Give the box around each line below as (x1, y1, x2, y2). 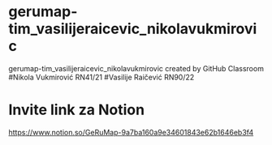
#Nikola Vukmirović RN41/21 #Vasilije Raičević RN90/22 (8, 72, 195, 82)
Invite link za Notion (8, 100, 145, 119)
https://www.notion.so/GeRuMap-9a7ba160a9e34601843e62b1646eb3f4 (8, 127, 254, 137)
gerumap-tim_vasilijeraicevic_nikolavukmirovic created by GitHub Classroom (8, 63, 264, 73)
